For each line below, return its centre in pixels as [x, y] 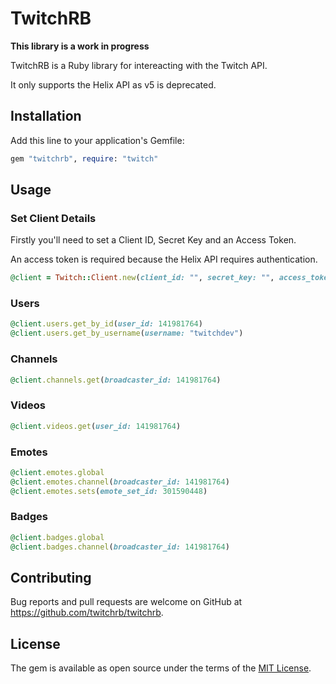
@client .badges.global [57, 537]
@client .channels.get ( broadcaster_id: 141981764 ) [116, 380]
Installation [46, 116]
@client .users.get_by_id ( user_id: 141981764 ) [106, 324]
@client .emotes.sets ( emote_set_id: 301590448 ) [109, 491]
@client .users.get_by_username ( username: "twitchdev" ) [127, 333]
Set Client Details [53, 218]
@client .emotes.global [57, 472]
